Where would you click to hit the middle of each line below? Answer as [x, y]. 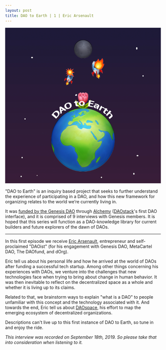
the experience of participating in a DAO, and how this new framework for [80, 196]
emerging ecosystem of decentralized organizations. [59, 312]
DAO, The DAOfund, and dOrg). [37, 251]
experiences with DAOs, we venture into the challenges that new [71, 272]
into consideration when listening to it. [44, 342]
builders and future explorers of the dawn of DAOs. [57, 227]
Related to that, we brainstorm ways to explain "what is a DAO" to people [79, 297]
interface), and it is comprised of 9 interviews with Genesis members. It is [80, 216]
